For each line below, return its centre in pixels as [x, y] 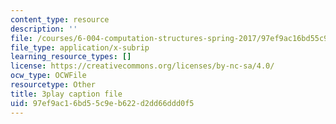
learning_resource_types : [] [71, 57]
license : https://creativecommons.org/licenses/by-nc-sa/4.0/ [142, 66]
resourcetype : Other [53, 85]
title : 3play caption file [66, 94]
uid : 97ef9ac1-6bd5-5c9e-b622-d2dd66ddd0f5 [102, 103]
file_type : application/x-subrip [80, 47]
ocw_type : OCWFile [48, 76]
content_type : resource [60, 19]
